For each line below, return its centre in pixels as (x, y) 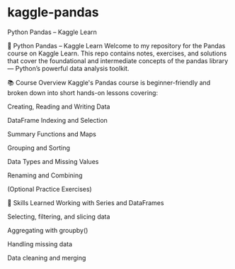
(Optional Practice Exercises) (50, 189)
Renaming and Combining (45, 175)
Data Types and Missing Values (53, 161)
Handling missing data (40, 244)
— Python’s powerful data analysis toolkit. (68, 68)
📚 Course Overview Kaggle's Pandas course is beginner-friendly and (109, 82)
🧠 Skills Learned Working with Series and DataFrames (86, 202)
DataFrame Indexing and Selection (58, 120)
